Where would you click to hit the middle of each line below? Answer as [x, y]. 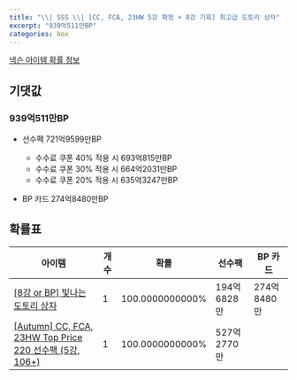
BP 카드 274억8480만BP [65, 199]
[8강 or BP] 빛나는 [50, 292]
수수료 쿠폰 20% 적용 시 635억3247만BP [107, 180]
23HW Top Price [48, 337]
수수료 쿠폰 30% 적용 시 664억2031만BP [106, 169]
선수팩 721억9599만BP [61, 139]
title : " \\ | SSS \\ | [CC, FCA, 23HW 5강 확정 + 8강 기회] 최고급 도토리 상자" [145, 17]
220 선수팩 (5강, [47, 350]
